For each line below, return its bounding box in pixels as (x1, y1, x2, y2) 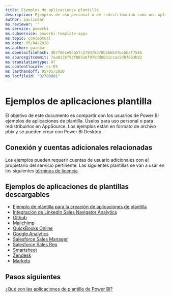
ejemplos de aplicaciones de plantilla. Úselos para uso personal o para (5, 117, 154, 124)
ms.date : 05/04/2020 (5, 41, 49, 46)
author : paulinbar (5, 17, 44, 22)
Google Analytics (12, 231, 49, 237)
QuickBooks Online (12, 225, 53, 231)
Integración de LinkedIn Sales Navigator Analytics (12, 209, 117, 215)
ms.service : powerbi (5, 26, 49, 32)
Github (12, 215, 27, 221)
